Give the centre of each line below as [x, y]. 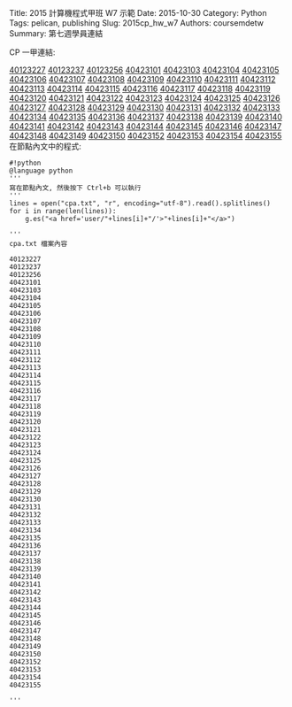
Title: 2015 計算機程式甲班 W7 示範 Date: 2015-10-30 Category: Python [138, 13]
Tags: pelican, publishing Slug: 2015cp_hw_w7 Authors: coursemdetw [136, 23]
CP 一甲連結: [32, 52]
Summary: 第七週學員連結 [56, 33]
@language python [41, 171]
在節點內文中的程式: [46, 146]
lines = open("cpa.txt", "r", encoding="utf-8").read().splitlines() [140, 204]
